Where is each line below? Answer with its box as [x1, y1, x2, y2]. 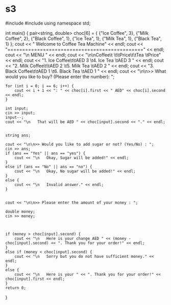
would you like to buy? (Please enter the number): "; [5, 73, 115, 79]
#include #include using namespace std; [5, 20, 91, 26]
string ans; [5, 133, 31, 138]
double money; [5, 209, 36, 214]
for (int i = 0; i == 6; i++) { [5, 83, 74, 89]
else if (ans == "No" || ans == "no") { [5, 164, 93, 169]
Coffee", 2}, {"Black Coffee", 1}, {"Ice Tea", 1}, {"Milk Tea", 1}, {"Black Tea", [5, 35, 162, 42]
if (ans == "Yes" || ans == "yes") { [5, 151, 86, 156]
